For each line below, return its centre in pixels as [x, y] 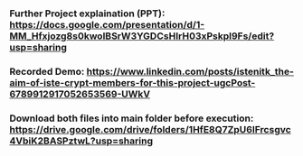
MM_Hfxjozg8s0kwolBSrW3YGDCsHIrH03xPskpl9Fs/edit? [142, 36]
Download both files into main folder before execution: [132, 118]
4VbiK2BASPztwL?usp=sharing [81, 141]
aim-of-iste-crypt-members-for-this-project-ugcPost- [133, 82]
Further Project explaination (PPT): [87, 14]
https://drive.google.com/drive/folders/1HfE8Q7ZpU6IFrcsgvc [150, 129]
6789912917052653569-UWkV [80, 94]
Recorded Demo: [47, 71]
